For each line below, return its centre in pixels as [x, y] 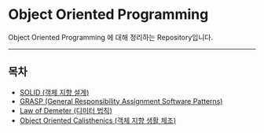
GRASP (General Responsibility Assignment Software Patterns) [121, 101]
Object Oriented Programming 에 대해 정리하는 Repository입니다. [111, 37]
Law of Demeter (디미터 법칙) [66, 110]
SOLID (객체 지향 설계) [54, 92]
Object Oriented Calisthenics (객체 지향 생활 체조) [98, 120]
